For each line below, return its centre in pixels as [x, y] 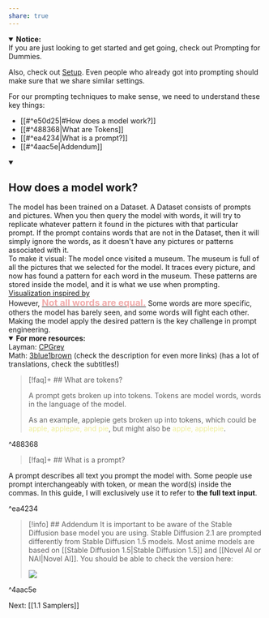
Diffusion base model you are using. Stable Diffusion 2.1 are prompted [145, 533]
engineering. [30, 330]
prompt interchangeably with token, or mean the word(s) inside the [120, 484]
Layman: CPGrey [36, 347]
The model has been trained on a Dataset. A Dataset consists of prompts [130, 207]
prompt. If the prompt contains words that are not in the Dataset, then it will [134, 233]
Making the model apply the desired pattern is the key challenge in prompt [132, 321]
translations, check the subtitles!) [64, 364]
